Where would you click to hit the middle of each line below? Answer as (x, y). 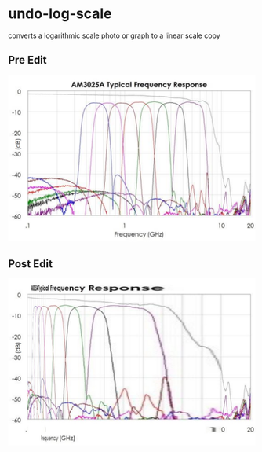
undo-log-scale (60, 14)
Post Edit (31, 264)
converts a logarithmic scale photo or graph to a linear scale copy (115, 35)
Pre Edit (27, 60)
